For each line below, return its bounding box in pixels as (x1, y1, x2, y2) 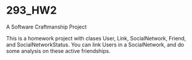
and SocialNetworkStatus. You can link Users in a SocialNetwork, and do (6, 41, 184, 48)
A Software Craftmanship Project (6, 23, 87, 30)
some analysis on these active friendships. (6, 47, 111, 54)
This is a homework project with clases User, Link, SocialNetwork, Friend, (6, 34, 186, 42)
